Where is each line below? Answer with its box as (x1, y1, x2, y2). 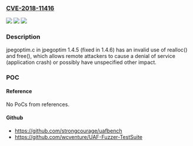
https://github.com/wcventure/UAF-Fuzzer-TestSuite (14, 133, 143, 140)
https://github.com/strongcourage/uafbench (14, 127, 122, 134)
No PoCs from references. (6, 101, 69, 108)
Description (6, 33, 41, 41)
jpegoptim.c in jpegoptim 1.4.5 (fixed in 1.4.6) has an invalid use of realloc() (6, 46, 188, 53)
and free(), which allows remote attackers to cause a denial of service (6, 52, 175, 59)
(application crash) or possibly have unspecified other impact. (6, 59, 157, 66)
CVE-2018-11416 (6, 4, 55, 12)
